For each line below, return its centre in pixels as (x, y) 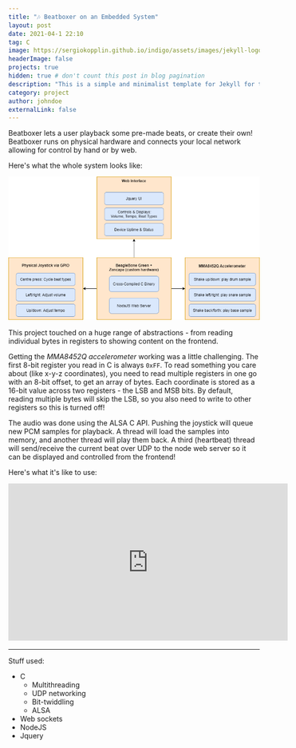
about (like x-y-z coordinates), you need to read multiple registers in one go (133, 373)
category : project (39, 93)
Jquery (32, 735)
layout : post (30, 25)
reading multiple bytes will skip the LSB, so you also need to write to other (130, 398)
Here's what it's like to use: (53, 472)
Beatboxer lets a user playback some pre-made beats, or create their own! (130, 133)
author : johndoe (35, 101)
